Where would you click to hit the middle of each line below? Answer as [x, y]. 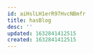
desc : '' [20, 27]
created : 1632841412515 [42, 40]
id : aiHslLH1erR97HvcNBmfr [46, 14]
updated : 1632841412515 [42, 33]
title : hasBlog [29, 20]
